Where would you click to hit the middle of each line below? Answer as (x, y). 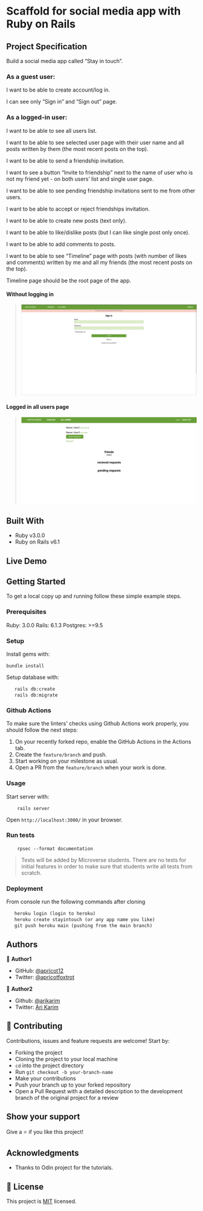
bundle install (25, 666)
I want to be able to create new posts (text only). (66, 220)
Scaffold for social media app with (94, 11)
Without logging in (30, 294)
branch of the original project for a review (67, 1098)
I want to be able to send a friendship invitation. (66, 160)
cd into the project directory (49, 1065)
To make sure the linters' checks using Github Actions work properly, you (98, 724)
